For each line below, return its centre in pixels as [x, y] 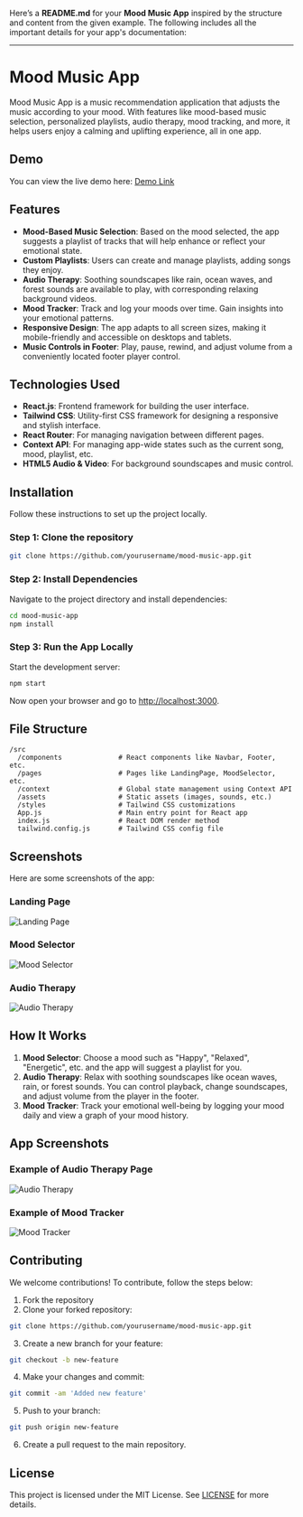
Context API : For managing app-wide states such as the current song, [153, 445]
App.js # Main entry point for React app [133, 813]
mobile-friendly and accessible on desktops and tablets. [127, 337]
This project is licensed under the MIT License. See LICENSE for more [139, 1495]
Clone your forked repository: [77, 1309]
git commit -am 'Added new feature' [78, 1394]
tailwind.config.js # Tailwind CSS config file [120, 829]
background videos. [60, 298]
